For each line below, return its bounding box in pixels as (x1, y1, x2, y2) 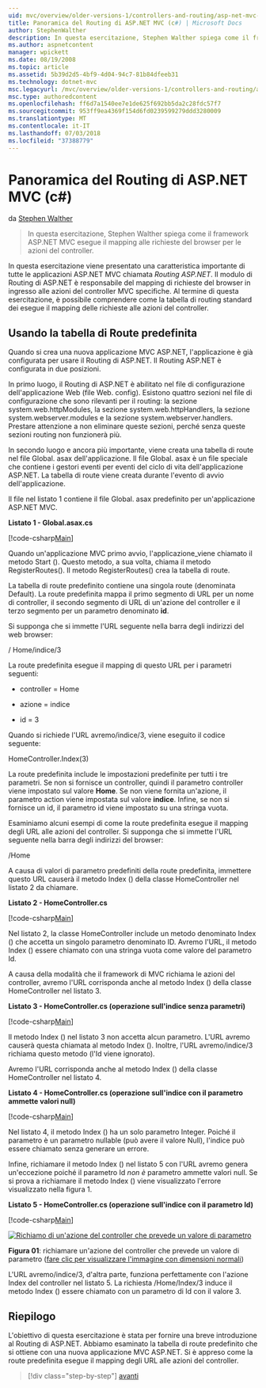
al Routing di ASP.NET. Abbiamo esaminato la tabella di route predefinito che (8, 1339, 258, 1348)
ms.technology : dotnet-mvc (8, 78, 97, 86)
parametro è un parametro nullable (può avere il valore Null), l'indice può (8, 1135, 245, 1145)
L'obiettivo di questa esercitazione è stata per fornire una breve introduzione (8, 1331, 257, 1340)
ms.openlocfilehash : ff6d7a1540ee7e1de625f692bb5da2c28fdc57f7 (8, 100, 222, 108)
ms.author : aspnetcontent (8, 41, 93, 49)
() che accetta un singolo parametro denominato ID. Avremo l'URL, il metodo (8, 937, 257, 947)
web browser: (8, 630, 53, 640)
